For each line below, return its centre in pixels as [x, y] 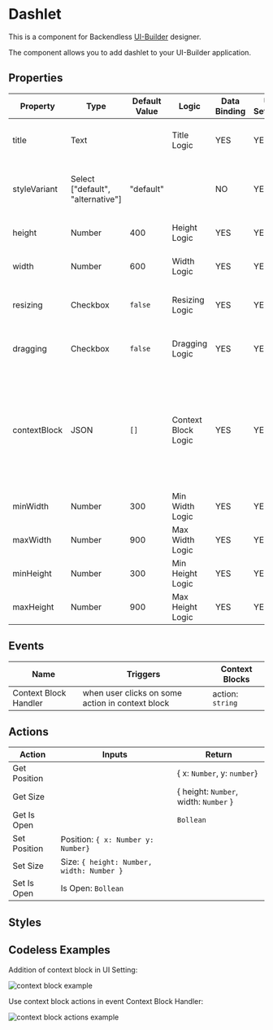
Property [37, 106]
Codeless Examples [60, 950]
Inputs [115, 755]
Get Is [24, 815]
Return [219, 755]
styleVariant [35, 189]
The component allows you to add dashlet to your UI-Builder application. [130, 52]
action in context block [126, 703]
